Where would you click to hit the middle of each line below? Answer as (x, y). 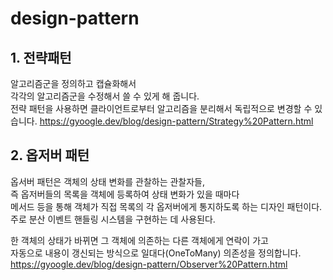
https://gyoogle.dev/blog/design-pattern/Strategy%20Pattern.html (176, 121)
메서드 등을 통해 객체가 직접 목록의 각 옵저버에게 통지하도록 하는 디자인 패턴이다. (166, 206)
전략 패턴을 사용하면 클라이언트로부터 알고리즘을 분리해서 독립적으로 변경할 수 (161, 108)
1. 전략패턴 (41, 57)
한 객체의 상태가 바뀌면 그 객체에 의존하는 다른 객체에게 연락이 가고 (139, 240)
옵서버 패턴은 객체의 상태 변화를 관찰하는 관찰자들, (108, 181)
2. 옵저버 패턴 (50, 155)
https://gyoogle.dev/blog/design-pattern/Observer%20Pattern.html (149, 264)
